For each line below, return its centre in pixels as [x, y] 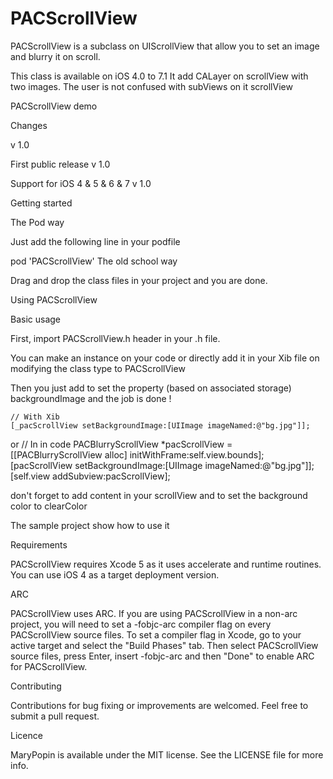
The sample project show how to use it [90, 525]
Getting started [41, 203]
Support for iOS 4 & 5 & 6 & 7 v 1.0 [81, 183]
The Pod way [37, 222]
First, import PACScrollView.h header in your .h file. [115, 338]
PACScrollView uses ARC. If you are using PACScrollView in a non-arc [154, 613]
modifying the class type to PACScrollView [98, 368]
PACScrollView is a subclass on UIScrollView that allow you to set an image [165, 46]
